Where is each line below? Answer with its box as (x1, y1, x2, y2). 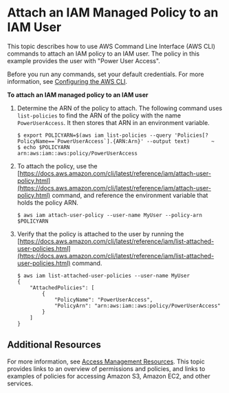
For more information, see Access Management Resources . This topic (7, 357, 205, 366)
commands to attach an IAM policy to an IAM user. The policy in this (7, 49, 200, 58)
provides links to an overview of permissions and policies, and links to (7, 364, 206, 372)
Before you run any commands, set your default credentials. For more (7, 70, 204, 78)
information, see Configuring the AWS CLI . (7, 77, 128, 85)
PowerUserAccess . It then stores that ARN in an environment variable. (17, 118, 210, 126)
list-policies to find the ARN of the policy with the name (17, 111, 181, 120)
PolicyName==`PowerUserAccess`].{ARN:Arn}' (17, 137, 144, 145)
